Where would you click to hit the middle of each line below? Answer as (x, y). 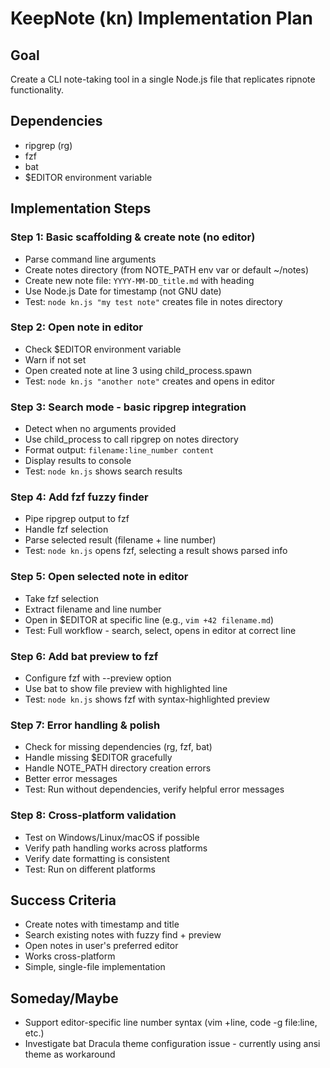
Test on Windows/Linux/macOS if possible (112, 837)
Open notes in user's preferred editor (101, 946)
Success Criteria (63, 900)
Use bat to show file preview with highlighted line (126, 688)
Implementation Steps (81, 208)
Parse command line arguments (90, 259)
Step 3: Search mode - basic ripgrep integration (128, 407)
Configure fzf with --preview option (98, 678)
